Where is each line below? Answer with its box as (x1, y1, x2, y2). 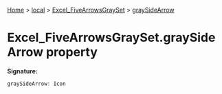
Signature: (7, 67, 38, 75)
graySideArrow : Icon (7, 80, 67, 87)
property (45, 45, 98, 60)
